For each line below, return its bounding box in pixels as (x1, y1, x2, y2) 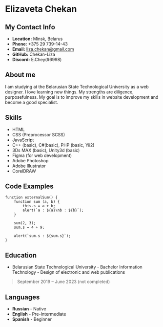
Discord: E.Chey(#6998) (12, 57, 62, 62)
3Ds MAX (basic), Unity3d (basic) (12, 147, 80, 153)
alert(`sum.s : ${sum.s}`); (14, 234, 71, 239)
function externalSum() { (5, 195, 58, 200)
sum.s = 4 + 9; (14, 225, 45, 230)
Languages (5, 293, 40, 301)
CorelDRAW (12, 168, 36, 174)
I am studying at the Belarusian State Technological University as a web (5, 84, 149, 89)
